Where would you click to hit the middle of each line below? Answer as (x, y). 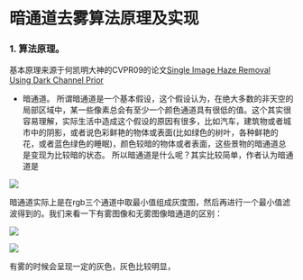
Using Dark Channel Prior (56, 80)
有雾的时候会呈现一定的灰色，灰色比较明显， (92, 266)
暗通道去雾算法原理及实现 (105, 18)
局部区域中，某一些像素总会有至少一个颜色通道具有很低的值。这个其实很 (156, 110)
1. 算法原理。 (37, 49)
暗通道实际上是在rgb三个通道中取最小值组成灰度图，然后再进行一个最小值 (146, 203)
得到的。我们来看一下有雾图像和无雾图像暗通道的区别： (119, 213)
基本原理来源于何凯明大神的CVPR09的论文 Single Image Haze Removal (140, 70)
